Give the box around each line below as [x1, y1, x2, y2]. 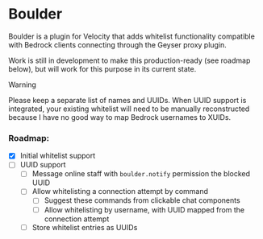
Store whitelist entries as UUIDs [31, 222, 138, 232]
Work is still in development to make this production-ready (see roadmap [8, 56, 251, 65]
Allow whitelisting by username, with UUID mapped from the [44, 204, 245, 214]
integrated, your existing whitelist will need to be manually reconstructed [8, 104, 250, 113]
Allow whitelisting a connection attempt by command [31, 187, 208, 196]
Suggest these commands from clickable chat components [44, 196, 240, 205]
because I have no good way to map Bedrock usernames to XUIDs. [8, 112, 232, 122]
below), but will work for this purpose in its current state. [8, 64, 197, 73]
